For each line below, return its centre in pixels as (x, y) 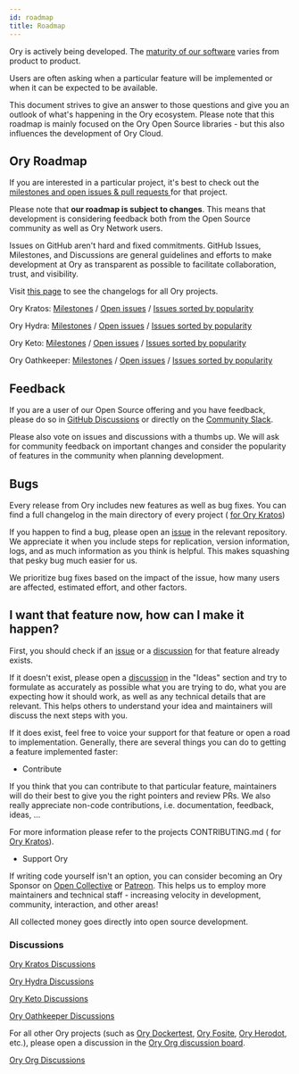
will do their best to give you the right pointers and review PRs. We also (140, 796)
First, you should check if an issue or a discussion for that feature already (144, 650)
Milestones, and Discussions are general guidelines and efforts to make (141, 255)
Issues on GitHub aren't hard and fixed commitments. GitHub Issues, (135, 245)
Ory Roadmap (48, 161)
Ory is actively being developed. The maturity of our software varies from (144, 51)
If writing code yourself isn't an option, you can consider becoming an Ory (146, 876)
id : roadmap (31, 17)
